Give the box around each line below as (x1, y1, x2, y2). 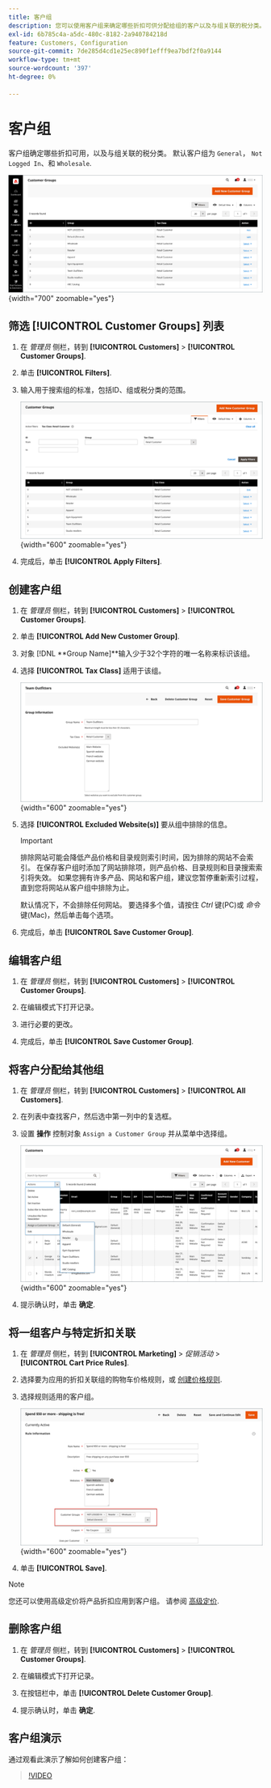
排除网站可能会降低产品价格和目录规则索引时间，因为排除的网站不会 (19, 852, 247, 862)
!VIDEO (27, 1770, 52, 1780)
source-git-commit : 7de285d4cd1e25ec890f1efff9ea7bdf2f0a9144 (8, 47, 222, 56)
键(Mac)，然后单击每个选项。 (19, 911, 119, 920)
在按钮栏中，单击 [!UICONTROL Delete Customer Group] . (19, 1688, 214, 1697)
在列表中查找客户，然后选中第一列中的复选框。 (19, 1111, 176, 1121)
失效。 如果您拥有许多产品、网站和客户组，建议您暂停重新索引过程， (34, 873, 263, 882)
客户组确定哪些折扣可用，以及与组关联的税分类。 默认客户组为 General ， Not (8, 148, 263, 158)
